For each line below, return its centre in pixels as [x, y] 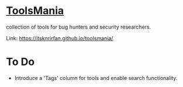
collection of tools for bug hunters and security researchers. [78, 27]
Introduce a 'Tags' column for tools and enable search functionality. [96, 78]
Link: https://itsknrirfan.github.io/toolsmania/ [60, 38]
